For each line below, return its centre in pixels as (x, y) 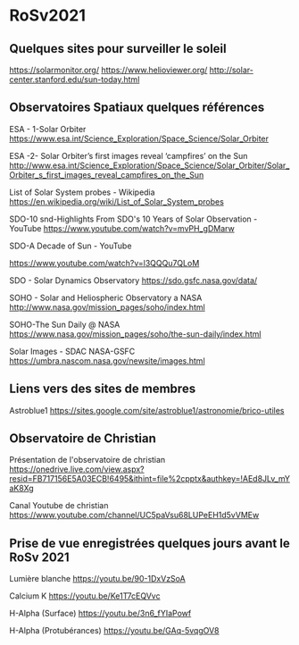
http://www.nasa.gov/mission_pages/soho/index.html (107, 307)
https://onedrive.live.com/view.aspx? (77, 469)
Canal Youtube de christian (59, 506)
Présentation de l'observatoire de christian (87, 460)
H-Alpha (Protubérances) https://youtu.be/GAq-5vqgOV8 (115, 631)
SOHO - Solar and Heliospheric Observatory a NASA (106, 297)
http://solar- (232, 70)
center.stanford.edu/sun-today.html (75, 80)
